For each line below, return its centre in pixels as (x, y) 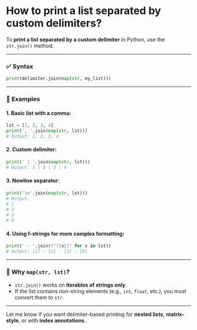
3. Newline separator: (33, 181)
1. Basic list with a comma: (39, 113)
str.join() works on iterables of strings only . (71, 285)
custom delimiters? (54, 23)
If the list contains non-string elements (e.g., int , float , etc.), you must (100, 291)
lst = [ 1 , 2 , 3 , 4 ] (30, 125)
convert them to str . (39, 297)
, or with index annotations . (52, 320)
